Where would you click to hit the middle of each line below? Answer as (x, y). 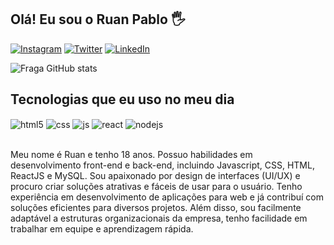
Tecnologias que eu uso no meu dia (122, 99)
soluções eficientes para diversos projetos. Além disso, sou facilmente (156, 208)
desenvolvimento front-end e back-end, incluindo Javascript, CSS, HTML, (162, 165)
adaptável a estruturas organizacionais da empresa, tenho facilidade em (159, 218)
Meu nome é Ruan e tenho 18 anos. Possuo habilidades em (131, 155)
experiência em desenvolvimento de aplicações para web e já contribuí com (167, 197)
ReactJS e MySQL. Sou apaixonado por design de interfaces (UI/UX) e (155, 176)
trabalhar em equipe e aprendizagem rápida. (102, 229)
